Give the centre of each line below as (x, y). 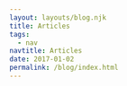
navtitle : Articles (46, 51)
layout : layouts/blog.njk (58, 17)
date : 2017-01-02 (42, 59)
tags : (19, 34)
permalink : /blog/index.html (64, 68)
